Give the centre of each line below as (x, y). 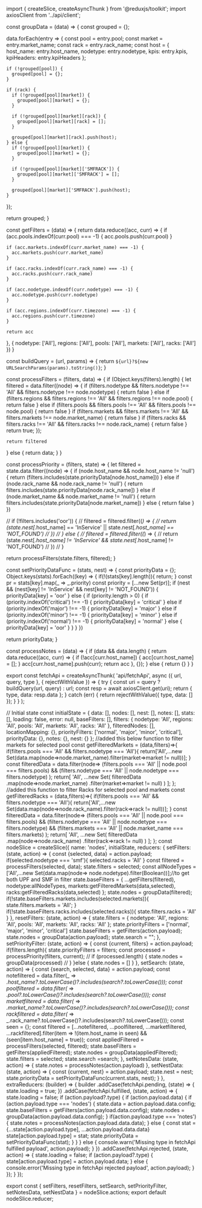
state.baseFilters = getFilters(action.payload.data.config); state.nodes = (96, 1110)
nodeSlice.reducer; (30, 1199)
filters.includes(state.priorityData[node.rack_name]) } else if (81, 490)
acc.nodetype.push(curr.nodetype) (55, 295)
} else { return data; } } (34, 453)
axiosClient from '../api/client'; (43, 15)
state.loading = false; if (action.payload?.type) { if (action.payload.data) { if (99, 1097)
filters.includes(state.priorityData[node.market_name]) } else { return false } (100, 503)
